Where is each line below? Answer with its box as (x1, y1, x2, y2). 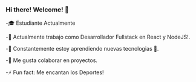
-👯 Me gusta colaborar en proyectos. (5, 57, 98, 64)
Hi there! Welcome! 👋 (5, 5, 69, 14)
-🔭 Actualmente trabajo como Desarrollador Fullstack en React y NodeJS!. (5, 33, 191, 41)
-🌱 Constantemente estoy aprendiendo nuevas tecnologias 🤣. (5, 45, 159, 52)
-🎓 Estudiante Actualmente (5, 19, 76, 27)
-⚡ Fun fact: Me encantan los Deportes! (5, 69, 104, 76)
